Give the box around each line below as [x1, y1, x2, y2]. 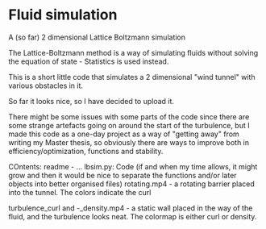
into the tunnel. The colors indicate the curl [8, 187, 152, 197]
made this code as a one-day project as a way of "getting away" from [8, 129, 239, 139]
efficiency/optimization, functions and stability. [8, 146, 164, 156]
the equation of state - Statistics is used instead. [8, 56, 169, 66]
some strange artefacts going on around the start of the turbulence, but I [8, 120, 250, 130]
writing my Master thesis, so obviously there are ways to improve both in [8, 137, 250, 147]
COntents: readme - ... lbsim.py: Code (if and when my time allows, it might [8, 161, 258, 171]
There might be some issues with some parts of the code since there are [8, 111, 250, 122]
